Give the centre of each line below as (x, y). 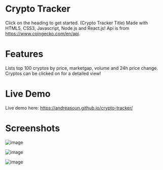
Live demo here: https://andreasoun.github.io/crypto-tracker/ (69, 108)
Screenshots (33, 128)
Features (24, 54)
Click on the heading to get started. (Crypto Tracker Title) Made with (77, 23)
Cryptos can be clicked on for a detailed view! (53, 73)
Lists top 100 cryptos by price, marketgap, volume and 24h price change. (82, 68)
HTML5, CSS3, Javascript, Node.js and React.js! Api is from (67, 28)
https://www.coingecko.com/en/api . (43, 33)
